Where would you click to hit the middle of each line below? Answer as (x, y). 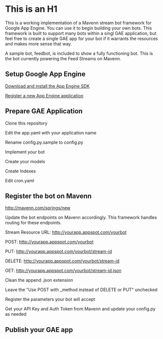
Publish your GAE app (39, 330)
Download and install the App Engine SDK (48, 86)
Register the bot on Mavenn (49, 196)
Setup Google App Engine (45, 74)
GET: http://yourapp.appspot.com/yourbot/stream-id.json (63, 271)
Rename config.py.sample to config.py (44, 142)
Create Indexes (20, 171)
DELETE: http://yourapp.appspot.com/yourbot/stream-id (62, 261)
